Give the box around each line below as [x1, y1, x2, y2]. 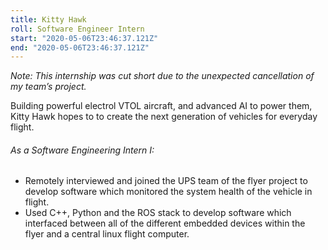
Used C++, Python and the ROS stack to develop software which [24, 207, 292, 219]
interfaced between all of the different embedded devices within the [24, 217, 306, 230]
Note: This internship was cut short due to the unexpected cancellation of [10, 70, 315, 82]
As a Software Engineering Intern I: [10, 144, 155, 156]
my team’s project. [10, 81, 87, 93]
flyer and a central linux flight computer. [24, 228, 190, 240]
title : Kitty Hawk [10, 14, 87, 25]
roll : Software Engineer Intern [10, 24, 145, 34]
